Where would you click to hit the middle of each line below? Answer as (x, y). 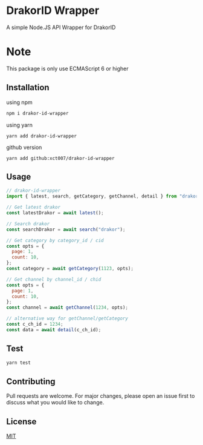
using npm (19, 102)
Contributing (31, 381)
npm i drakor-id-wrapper (37, 113)
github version (24, 147)
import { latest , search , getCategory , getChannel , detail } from (92, 196)
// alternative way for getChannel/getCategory (67, 318)
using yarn (20, 125)
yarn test (19, 363)
